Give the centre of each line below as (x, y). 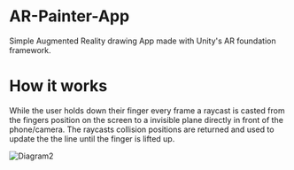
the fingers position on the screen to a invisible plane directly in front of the (146, 120)
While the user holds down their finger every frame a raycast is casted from (147, 110)
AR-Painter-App (70, 16)
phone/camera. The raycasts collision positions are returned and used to (142, 129)
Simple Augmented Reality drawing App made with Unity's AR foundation (143, 41)
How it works (58, 86)
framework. (30, 50)
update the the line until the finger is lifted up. (92, 138)
